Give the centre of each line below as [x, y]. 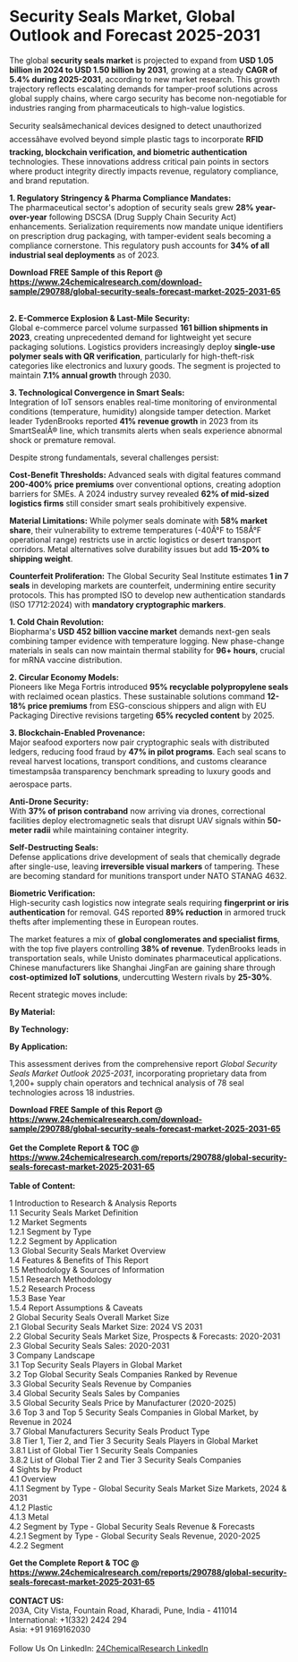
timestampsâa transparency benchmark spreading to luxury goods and [140, 771]
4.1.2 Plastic [31, 1507]
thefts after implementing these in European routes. [104, 921]
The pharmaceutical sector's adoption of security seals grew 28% [132, 207]
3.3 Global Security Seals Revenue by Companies [101, 1384]
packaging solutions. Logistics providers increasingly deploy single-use [142, 346]
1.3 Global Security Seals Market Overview [88, 1250]
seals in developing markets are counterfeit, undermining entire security [142, 585]
